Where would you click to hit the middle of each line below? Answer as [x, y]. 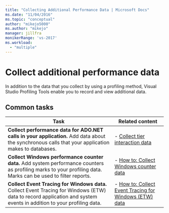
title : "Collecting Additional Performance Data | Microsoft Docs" [77, 10]
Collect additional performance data [82, 72]
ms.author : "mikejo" [27, 29]
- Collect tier [130, 136]
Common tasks [29, 107]
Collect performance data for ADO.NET [56, 130]
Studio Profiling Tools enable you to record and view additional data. [76, 92]
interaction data [133, 143]
